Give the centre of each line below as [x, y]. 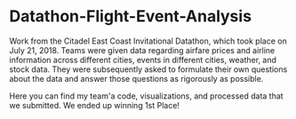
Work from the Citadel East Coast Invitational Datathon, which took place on [148, 41]
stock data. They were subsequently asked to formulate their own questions [148, 69]
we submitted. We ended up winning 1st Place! [95, 105]
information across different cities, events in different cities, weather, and [143, 59]
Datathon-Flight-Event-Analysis [130, 16]
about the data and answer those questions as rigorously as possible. [136, 78]
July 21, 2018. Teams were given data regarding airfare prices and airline [142, 50]
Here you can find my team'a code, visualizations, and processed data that [146, 96]
